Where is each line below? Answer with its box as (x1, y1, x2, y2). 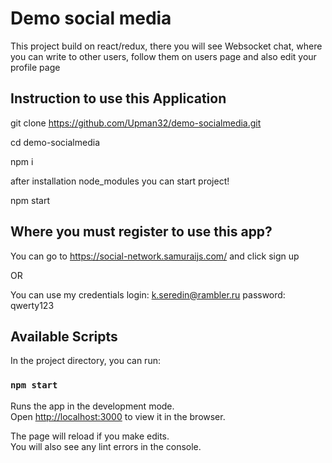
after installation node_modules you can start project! (10, 175, 230, 187)
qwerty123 (10, 299, 55, 311)
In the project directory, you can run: (10, 355, 161, 367)
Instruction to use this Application (10, 90, 227, 107)
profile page (10, 61, 61, 73)
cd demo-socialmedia (10, 136, 101, 148)
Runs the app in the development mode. (10, 400, 175, 412)
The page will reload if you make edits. (10, 430, 170, 442)
